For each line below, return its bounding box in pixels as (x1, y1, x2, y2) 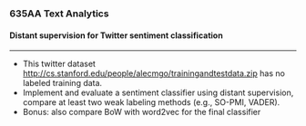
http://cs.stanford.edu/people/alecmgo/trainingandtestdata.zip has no (22, 68, 285, 79)
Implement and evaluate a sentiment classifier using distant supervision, (22, 87, 294, 98)
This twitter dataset (22, 58, 96, 70)
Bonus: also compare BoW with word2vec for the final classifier (22, 107, 261, 118)
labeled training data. (22, 78, 103, 89)
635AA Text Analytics (9, 7, 109, 20)
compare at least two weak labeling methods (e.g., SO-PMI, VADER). (22, 97, 280, 108)
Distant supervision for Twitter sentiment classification (9, 30, 223, 41)
